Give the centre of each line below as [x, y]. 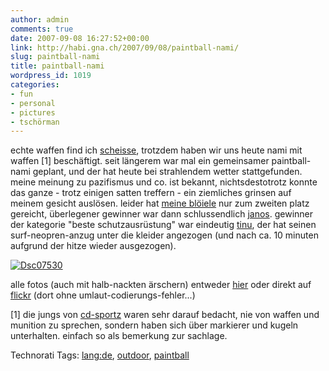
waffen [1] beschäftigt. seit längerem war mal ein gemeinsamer [140, 161]
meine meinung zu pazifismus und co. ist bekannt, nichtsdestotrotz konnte [164, 182]
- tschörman [35, 122]
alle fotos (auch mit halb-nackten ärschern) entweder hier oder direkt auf [161, 285]
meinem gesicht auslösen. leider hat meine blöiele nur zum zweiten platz [160, 203]
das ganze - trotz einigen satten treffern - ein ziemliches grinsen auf [151, 193]
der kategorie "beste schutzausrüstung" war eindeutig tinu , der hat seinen [163, 225]
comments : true [42, 29]
